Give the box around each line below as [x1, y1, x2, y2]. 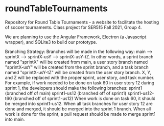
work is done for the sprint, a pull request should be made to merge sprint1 [5, 111, 156, 117]
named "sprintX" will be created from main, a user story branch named [5, 59, 148, 65]
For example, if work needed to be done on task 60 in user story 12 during [5, 79, 155, 86]
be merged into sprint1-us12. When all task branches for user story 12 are [5, 101, 153, 106]
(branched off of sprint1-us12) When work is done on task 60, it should [13, 95, 156, 101]
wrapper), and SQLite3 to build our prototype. [5, 39, 97, 45]
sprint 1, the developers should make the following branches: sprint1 [5, 85, 142, 91]
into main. [5, 116, 25, 122]
